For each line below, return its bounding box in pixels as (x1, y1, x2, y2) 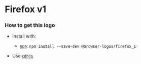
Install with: (12, 33, 37, 39)
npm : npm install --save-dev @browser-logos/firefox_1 (19, 43, 136, 49)
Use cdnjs (12, 53, 33, 59)
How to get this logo (5, 22, 55, 29)
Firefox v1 (5, 4, 47, 15)
